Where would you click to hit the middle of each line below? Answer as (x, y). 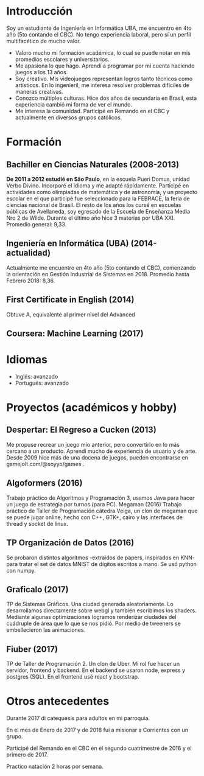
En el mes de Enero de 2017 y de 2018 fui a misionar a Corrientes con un (97, 730)
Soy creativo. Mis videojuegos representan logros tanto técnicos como (104, 79)
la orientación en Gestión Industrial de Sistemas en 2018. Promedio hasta (98, 274)
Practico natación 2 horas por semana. (55, 767)
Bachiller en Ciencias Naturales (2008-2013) (93, 165)
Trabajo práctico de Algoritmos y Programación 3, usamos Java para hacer (100, 498)
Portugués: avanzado (42, 383)
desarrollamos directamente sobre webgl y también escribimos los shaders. (101, 610)
